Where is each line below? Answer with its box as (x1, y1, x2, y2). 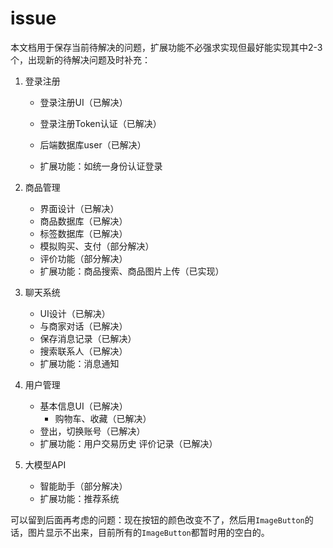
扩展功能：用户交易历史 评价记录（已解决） (39, 437, 218, 449)
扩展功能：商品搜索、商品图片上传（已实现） (39, 265, 225, 277)
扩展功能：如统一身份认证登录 (39, 160, 163, 172)
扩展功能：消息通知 (39, 357, 120, 369)
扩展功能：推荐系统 (39, 492, 120, 504)
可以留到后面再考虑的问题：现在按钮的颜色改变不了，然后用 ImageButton (10, 513, 305, 526)
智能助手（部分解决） (39, 480, 128, 492)
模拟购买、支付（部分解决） (39, 240, 155, 252)
